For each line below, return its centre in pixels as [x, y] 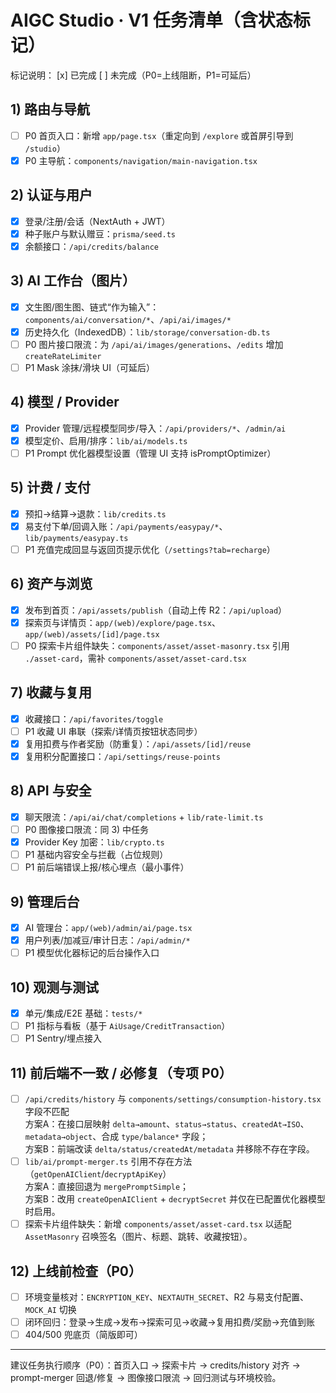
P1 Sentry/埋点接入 [63, 1038]
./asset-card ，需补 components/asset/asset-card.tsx [135, 658]
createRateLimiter [63, 356]
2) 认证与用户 [51, 195]
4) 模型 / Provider [65, 402]
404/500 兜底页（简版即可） [83, 1335]
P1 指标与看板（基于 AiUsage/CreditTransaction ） [127, 1025]
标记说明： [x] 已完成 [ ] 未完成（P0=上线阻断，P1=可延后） [133, 75]
